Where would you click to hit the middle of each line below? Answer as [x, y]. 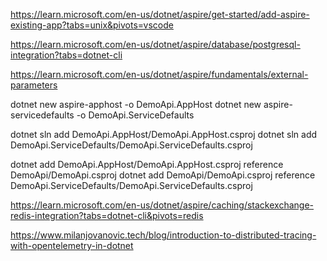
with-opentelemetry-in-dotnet [72, 245]
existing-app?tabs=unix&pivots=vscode [92, 25]
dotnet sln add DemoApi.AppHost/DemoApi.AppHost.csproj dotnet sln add [164, 134]
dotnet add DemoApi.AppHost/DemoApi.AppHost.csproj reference [147, 164]
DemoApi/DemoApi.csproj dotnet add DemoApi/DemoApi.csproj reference [163, 175]
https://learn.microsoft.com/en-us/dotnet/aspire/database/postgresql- [155, 44]
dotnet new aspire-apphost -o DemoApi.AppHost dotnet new [136, 104]
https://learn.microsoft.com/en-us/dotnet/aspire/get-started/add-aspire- [160, 14]
